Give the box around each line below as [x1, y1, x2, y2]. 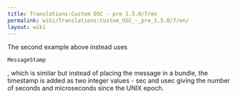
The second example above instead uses [7, 43, 128, 52]
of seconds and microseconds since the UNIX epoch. [7, 84, 164, 93]
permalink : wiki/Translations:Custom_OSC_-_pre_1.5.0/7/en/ [7, 17, 190, 24]
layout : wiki [7, 23, 46, 30]
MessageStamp [7, 57, 46, 64]
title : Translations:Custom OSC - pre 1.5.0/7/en [7, 10, 158, 18]
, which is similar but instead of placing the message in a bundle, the [7, 69, 209, 78]
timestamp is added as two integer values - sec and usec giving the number [7, 76, 231, 85]
